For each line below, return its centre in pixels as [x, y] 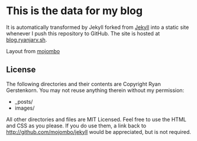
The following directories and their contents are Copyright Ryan [83, 84]
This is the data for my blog [75, 11]
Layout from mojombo [33, 51]
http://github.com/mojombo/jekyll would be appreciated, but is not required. [98, 132]
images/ [25, 108]
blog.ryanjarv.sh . [27, 40]
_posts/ [24, 101]
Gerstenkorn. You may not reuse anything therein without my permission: [95, 90]
